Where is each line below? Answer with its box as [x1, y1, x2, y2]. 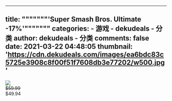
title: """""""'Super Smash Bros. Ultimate [5, 15, 142, 24]
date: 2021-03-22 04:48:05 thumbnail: [5, 42, 133, 51]
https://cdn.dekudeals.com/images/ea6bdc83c [7, 50, 164, 59]
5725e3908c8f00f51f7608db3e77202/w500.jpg [5, 58, 165, 67]
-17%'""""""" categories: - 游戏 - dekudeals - [5, 24, 155, 33]
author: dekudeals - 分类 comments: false [13, 34, 149, 43]
